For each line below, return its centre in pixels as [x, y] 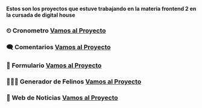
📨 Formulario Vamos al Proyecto [54, 65]
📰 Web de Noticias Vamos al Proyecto [62, 97]
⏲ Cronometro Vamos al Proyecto [56, 31]
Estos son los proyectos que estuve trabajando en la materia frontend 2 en [101, 9]
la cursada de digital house [41, 15]
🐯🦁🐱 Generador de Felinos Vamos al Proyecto [74, 82]
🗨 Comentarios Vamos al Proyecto [58, 47]
